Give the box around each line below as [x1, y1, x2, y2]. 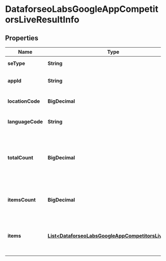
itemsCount [7, 196, 36, 203]
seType [7, 60, 26, 66]
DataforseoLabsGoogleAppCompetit [5, 3, 159, 15]
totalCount [7, 154, 34, 161]
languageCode [7, 118, 43, 125]
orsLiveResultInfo [5, 14, 80, 25]
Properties [5, 34, 39, 42]
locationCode [7, 98, 41, 105]
